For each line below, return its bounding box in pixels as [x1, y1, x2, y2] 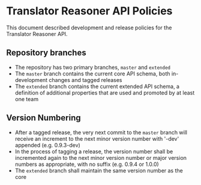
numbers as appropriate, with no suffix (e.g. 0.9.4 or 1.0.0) [14, 160, 159, 168]
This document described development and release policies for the [6, 24, 172, 31]
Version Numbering [6, 113, 81, 123]
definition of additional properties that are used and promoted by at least [14, 89, 195, 96]
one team [14, 95, 39, 102]
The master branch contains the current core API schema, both [14, 70, 170, 77]
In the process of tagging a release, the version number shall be [14, 148, 173, 155]
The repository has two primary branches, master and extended [14, 63, 171, 71]
